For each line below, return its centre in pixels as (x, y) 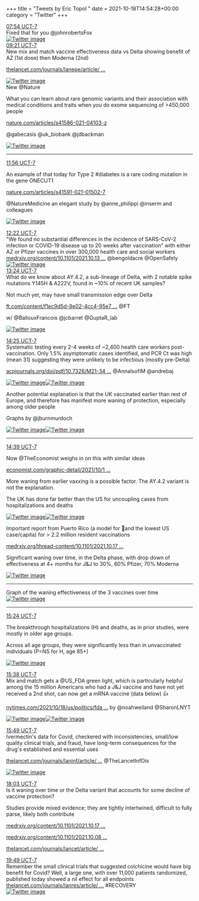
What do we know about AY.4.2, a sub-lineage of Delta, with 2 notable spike (99, 277)
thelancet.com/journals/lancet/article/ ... (55, 849)
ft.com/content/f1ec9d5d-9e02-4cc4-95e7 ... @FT (68, 306)
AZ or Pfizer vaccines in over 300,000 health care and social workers (91, 252)
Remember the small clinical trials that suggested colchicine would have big (99, 866)
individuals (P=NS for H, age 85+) (47, 651)
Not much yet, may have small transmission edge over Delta (79, 295)
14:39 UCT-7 (22, 447)
